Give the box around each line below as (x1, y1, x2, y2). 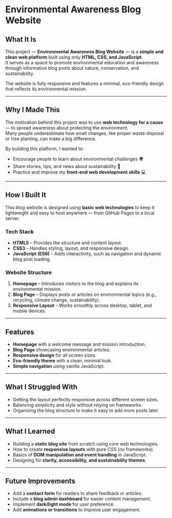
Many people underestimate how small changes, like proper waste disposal (5, 130, 164, 136)
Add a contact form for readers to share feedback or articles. (12, 490, 143, 496)
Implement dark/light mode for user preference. (12, 501, 115, 507)
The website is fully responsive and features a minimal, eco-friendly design (5, 81, 164, 86)
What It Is (5, 35, 37, 44)
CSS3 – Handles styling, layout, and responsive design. (12, 245, 130, 251)
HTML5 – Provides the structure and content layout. (12, 239, 122, 246)
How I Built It (5, 191, 47, 199)
